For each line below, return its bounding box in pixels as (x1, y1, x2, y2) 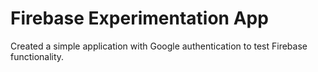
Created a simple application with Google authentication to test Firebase (10, 40, 308, 52)
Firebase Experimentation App (10, 7, 269, 30)
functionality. (10, 50, 65, 62)
